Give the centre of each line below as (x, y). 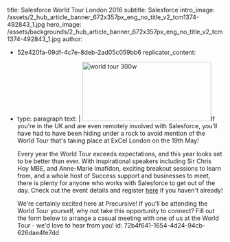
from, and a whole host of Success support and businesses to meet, (114, 176)
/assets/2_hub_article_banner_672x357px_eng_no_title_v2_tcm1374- (103, 17)
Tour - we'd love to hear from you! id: (70, 225)
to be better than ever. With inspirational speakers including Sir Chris (114, 161)
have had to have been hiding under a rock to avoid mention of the (111, 133)
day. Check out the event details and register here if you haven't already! (120, 190)
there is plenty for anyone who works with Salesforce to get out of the (116, 183)
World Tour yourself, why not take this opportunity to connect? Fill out (116, 211)
